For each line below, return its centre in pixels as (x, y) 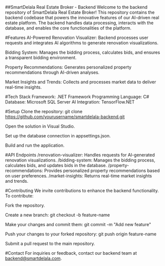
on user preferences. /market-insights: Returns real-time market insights (79, 176)
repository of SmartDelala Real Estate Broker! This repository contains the (80, 12)
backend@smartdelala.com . (33, 258)
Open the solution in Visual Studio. (40, 126)
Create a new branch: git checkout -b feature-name (57, 215)
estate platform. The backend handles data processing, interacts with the (79, 23)
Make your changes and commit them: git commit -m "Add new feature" (78, 224)
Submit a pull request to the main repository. (50, 244)
